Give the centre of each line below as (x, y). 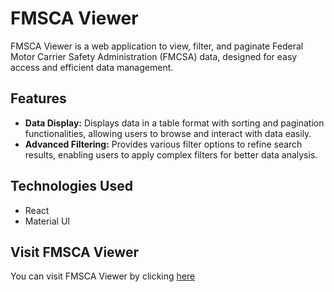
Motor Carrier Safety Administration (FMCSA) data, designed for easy (154, 56)
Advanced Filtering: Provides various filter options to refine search (163, 144)
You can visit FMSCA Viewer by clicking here (103, 276)
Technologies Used (71, 186)
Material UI (47, 221)
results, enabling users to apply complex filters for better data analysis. (171, 154)
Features (38, 98)
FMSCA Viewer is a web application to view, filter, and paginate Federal (157, 46)
